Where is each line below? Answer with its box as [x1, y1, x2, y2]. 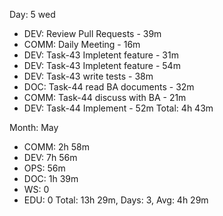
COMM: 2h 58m [23, 141, 90, 153]
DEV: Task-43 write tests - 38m [23, 70, 154, 82]
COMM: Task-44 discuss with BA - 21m [23, 92, 187, 103]
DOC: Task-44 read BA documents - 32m [23, 81, 195, 93]
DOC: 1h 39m [23, 173, 79, 184]
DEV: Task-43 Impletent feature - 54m [23, 60, 181, 71]
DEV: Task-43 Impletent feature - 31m [23, 49, 179, 61]
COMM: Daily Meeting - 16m [23, 39, 141, 50]
